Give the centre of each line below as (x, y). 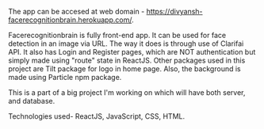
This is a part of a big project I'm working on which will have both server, (127, 93)
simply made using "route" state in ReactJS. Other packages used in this (127, 60)
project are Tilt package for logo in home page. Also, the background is (124, 69)
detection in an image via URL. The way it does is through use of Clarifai (126, 44)
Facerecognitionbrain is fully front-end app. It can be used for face (117, 35)
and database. (32, 101)
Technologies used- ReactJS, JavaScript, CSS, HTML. (96, 116)
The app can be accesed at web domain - (77, 11)
